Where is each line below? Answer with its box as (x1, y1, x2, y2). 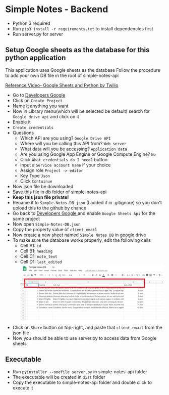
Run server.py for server (12, 31, 64, 37)
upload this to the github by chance (12, 205, 87, 211)
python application (5, 54, 66, 62)
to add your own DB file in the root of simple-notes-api (5, 72, 119, 78)
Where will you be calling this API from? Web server (20, 140, 127, 146)
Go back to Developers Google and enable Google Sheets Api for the (12, 210, 155, 216)
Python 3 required (12, 20, 50, 26)
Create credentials (12, 125, 54, 130)
